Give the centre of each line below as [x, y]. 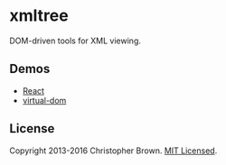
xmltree [39, 16]
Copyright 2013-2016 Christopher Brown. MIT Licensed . [113, 151]
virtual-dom [44, 100]
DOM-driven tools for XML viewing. [75, 41]
